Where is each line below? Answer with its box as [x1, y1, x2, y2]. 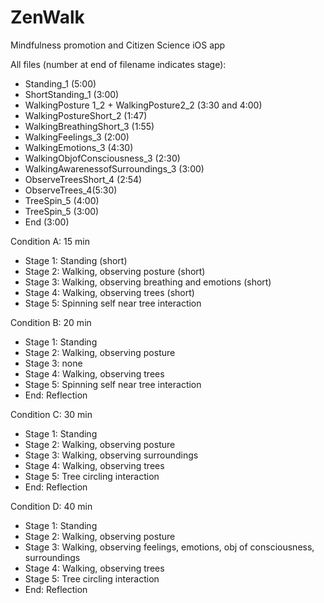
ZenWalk [10, 6, 85, 29]
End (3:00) [24, 216, 70, 228]
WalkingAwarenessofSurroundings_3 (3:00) [24, 162, 205, 175]
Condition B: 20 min [10, 316, 92, 328]
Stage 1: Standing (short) [24, 254, 128, 266]
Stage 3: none [24, 357, 83, 369]
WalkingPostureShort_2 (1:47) [24, 109, 148, 121]
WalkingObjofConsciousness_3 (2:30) [24, 152, 181, 164]
